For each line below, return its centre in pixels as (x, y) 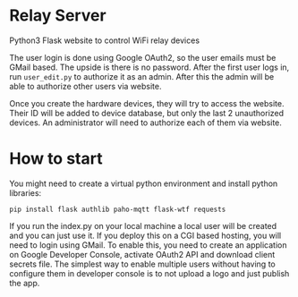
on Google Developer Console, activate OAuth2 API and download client (142, 254)
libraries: (26, 192)
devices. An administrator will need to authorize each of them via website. (145, 123)
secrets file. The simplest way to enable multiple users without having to (142, 264)
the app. (25, 283)
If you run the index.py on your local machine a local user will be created (143, 225)
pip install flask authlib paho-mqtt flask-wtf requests (118, 209)
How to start (56, 159)
